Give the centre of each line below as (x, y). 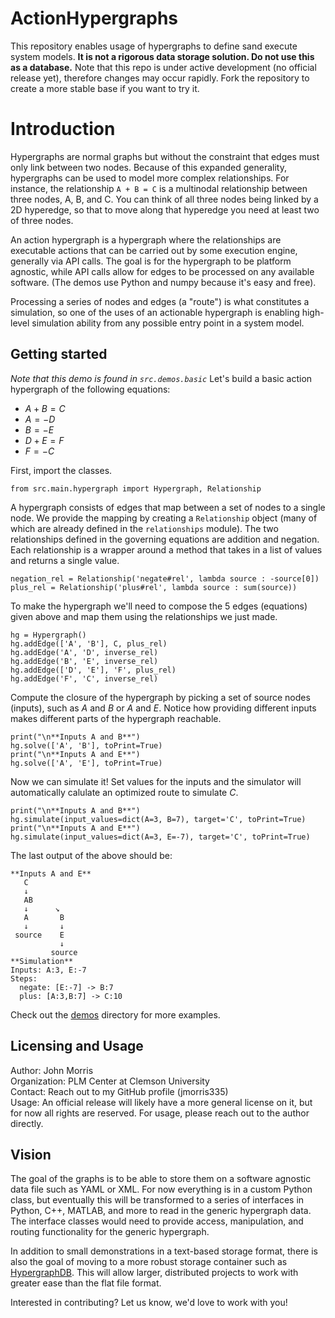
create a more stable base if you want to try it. (105, 88)
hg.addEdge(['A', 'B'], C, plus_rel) (89, 643)
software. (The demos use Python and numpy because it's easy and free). (163, 282)
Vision (31, 1154)
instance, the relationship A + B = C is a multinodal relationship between (159, 188)
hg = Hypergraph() (48, 635)
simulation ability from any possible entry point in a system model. (168, 323)
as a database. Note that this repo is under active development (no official (163, 67)
